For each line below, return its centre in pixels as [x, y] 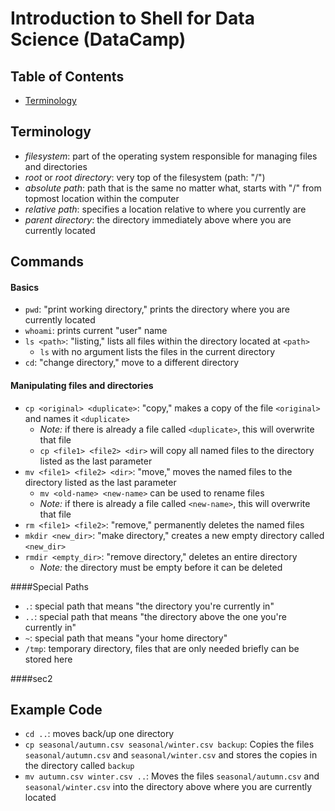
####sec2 [31, 678]
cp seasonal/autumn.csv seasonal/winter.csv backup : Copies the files [169, 744]
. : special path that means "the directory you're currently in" [149, 606]
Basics [25, 287]
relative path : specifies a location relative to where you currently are [165, 209]
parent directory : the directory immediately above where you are [158, 219]
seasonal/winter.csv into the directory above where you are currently [168, 787]
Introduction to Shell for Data [132, 18]
